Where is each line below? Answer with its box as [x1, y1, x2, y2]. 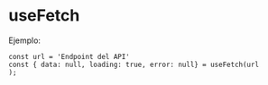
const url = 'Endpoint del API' [8, 52, 130, 61]
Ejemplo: [8, 35, 42, 46]
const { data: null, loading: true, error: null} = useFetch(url [8, 60, 259, 69]
